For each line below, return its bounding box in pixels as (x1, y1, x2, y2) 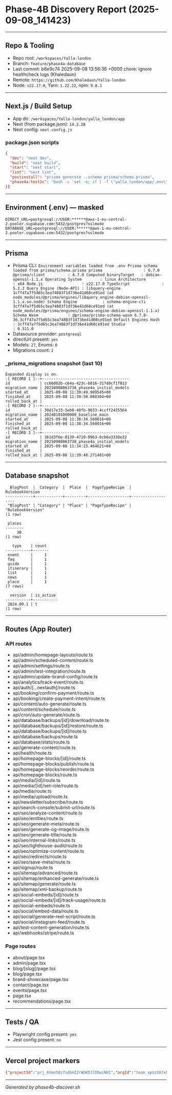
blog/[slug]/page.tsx (12, 965, 56, 971)
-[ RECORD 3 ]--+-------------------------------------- (5, 430, 130, 435)
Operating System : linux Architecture (45, 277, 146, 282)
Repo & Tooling (5, 41, 55, 50)
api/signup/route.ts (12, 865, 53, 871)
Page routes (5, 943, 36, 950)
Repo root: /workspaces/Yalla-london (12, 55, 91, 61)
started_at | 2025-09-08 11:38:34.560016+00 (5, 417, 111, 422)
